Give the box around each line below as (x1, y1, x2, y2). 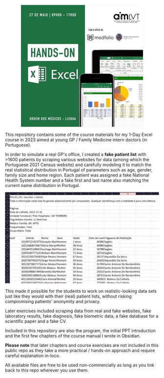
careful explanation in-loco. (5, 353, 61, 359)
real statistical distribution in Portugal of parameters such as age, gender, (5, 167, 153, 172)
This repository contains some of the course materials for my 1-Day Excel (5, 132, 153, 137)
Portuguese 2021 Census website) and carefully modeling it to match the (5, 162, 151, 168)
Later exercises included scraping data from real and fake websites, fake (5, 308, 151, 314)
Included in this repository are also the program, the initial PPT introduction (5, 327, 156, 333)
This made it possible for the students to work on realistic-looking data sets (5, 288, 157, 294)
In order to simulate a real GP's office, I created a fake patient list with (5, 151, 146, 157)
